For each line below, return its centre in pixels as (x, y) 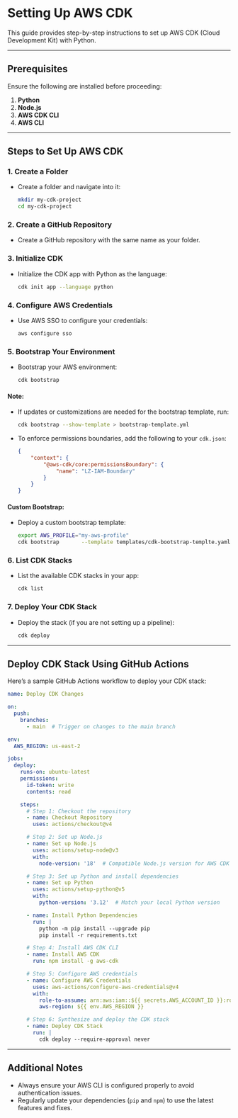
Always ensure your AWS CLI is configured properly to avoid (106, 1085)
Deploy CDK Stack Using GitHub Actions (98, 664)
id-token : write (50, 785)
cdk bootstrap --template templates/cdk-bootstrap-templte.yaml (124, 542)
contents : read (49, 791)
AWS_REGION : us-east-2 (47, 746)
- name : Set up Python (59, 883)
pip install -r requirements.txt (88, 935)
